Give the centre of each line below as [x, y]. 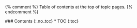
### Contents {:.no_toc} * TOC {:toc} [42, 21]
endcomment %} [22, 12]
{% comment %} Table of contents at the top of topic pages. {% [69, 7]
